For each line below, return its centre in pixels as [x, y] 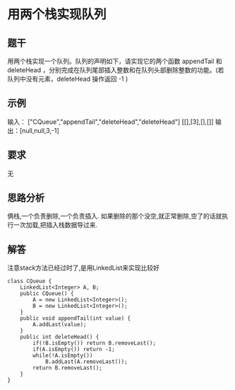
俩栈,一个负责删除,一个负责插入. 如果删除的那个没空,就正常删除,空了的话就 [115, 216]
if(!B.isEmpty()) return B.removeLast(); [95, 343]
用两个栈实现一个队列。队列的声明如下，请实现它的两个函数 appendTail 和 [115, 61]
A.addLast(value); [60, 325]
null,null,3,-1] [41, 130]
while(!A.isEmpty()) [63, 356]
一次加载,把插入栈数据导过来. [55, 225]
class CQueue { [30, 281]
